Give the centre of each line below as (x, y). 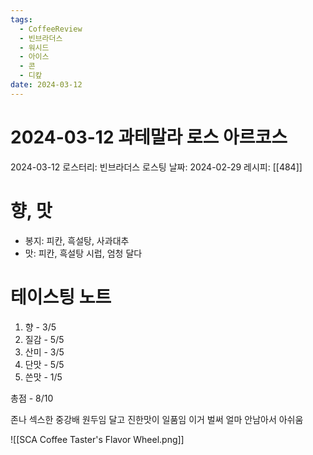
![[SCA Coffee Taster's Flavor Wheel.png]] (97, 439)
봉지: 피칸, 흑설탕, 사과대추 (77, 240)
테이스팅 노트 (61, 297)
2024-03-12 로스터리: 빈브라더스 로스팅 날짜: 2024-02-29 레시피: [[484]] (156, 167)
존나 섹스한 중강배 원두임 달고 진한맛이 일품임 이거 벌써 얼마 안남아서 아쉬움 (157, 419)
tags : (21, 19)
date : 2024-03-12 (46, 85)
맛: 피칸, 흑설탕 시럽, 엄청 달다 (83, 253)
